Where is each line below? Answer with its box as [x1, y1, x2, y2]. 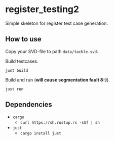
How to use [5, 35, 42, 43]
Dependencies [5, 100, 52, 109]
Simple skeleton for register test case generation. [5, 20, 108, 26]
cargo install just [20, 130, 62, 136]
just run [5, 86, 24, 91]
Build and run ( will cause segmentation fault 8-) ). [5, 77, 110, 83]
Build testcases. [5, 58, 39, 64]
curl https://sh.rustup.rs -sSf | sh [20, 120, 100, 125]
